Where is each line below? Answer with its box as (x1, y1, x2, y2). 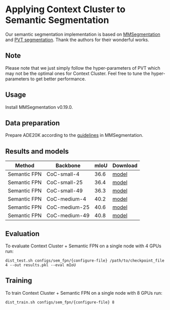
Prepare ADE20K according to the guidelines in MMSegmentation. (5, 132, 144, 138)
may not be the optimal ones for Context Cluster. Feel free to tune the (5, 70, 151, 76)
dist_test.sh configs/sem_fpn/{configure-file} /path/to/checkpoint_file (5, 258, 165, 263)
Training (5, 276, 32, 285)
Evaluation (5, 229, 40, 238)
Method (15, 162, 35, 169)
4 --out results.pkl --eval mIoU (5, 263, 76, 268)
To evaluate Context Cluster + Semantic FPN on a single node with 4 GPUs (5, 243, 161, 249)
